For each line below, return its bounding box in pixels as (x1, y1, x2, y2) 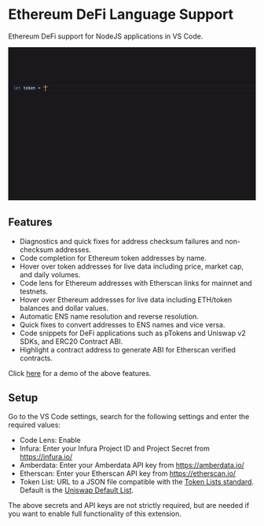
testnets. (19, 287, 49, 296)
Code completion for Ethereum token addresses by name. (19, 253, 207, 262)
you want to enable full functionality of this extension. (8, 509, 182, 519)
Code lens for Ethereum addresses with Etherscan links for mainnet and (19, 278, 253, 287)
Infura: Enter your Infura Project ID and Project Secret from (19, 444, 210, 453)
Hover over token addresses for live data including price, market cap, (19, 261, 244, 271)
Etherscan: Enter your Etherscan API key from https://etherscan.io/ (19, 469, 236, 478)
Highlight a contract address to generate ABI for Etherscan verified (19, 345, 236, 354)
